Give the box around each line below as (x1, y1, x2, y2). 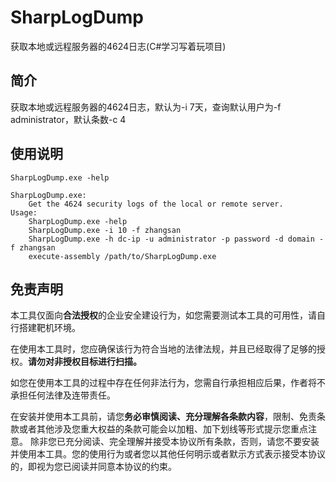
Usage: (10, 207, 38, 218)
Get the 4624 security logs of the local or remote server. (28, 199, 284, 209)
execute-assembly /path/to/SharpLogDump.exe (28, 251, 217, 261)
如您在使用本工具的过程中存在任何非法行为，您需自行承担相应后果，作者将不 (10, 377, 326, 389)
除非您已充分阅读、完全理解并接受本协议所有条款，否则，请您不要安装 (29, 436, 320, 448)
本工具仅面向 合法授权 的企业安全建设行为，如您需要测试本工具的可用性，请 (10, 309, 317, 321)
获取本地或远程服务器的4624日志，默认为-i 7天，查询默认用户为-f (10, 101, 282, 113)
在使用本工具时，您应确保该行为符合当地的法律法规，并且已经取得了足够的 (10, 343, 317, 355)
